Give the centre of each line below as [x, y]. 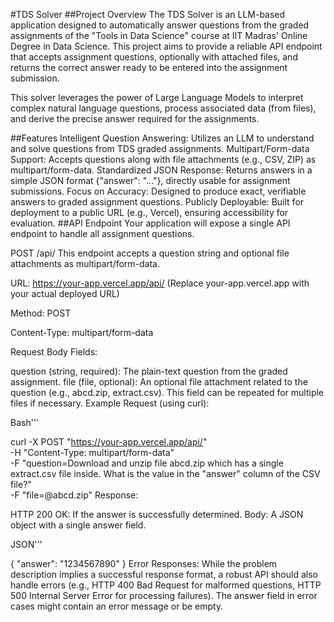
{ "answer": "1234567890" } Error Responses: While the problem [144, 563]
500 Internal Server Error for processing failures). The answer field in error [164, 595]
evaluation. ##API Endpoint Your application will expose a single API [150, 223]
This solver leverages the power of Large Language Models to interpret [157, 97]
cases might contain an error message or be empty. [117, 606]
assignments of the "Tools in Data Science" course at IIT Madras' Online [159, 35]
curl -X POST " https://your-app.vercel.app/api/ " [109, 442]
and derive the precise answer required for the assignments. [135, 118]
